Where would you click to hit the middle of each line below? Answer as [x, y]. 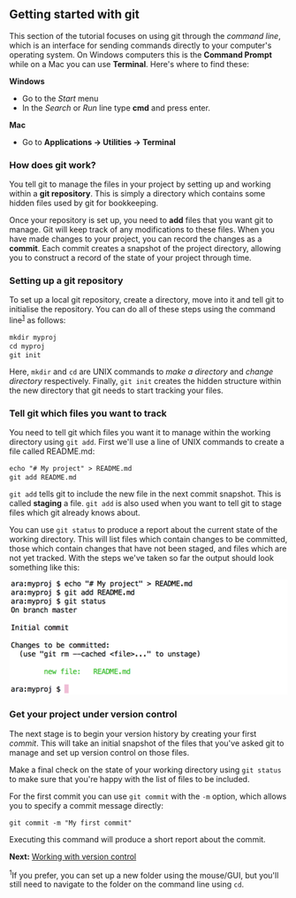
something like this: [45, 568]
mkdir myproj [33, 338]
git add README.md [43, 478]
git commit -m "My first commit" [71, 823]
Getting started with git [74, 15]
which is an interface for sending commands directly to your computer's [140, 45]
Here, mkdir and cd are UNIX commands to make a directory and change [141, 372]
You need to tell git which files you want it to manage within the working [140, 433]
